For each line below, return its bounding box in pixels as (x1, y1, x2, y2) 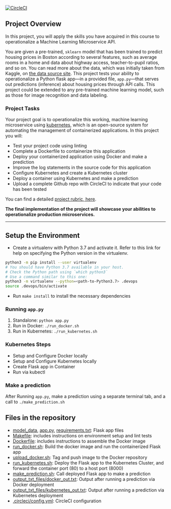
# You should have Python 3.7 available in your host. (5, 264, 124, 270)
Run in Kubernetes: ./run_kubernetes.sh (12, 328, 98, 335)
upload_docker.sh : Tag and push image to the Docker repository (12, 454, 148, 460)
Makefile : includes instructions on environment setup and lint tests (12, 432, 152, 438)
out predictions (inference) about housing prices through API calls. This (5, 81, 155, 87)
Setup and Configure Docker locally (12, 352, 88, 359)
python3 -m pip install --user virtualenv (5, 260, 97, 265)
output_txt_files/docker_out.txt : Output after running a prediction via (12, 476, 155, 482)
